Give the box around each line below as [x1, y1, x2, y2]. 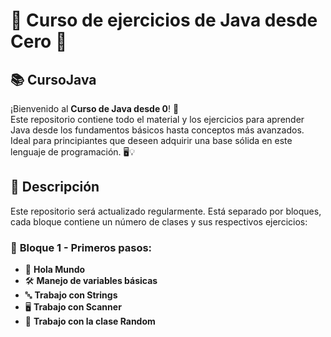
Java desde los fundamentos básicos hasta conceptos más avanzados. [10, 124, 305, 136]
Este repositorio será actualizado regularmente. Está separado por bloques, [10, 205, 322, 217]
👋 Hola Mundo [24, 264, 86, 276]
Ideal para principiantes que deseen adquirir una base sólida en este [10, 135, 293, 146]
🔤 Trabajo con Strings [24, 289, 118, 301]
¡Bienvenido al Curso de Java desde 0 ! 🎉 [10, 103, 180, 114]
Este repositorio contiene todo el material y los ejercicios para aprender [10, 114, 305, 125]
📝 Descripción [10, 179, 100, 196]
